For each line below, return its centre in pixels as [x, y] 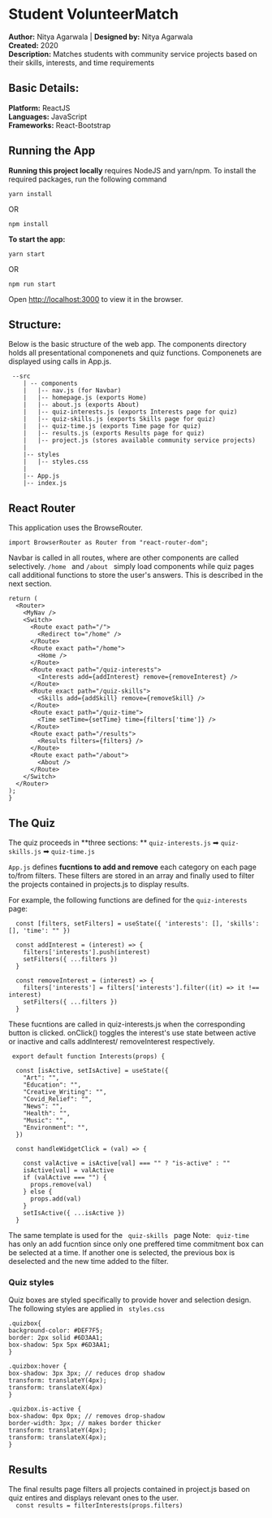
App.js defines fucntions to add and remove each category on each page [133, 867]
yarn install [30, 194]
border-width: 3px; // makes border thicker [85, 1424]
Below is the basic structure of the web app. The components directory [127, 344]
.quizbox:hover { [38, 1367]
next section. [30, 584]
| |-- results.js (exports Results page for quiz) [114, 433]
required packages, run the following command [88, 179]
